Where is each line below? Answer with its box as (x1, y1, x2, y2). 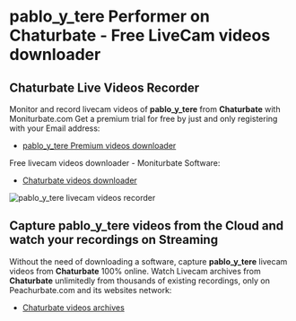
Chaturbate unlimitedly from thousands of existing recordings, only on (9, 275, 271, 286)
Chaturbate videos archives (22, 302, 126, 313)
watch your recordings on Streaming (9, 232, 218, 247)
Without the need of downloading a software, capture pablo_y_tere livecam (9, 256, 288, 266)
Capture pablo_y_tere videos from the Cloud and (9, 218, 284, 234)
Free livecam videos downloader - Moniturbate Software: (9, 158, 221, 168)
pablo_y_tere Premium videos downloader (22, 141, 177, 151)
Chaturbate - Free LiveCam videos (9, 25, 271, 46)
